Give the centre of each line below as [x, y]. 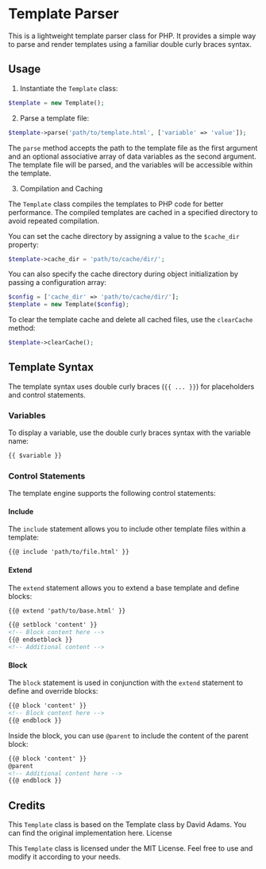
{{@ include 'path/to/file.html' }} [69, 552]
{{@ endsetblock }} [40, 640]
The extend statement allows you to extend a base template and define [124, 587]
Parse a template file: [54, 118]
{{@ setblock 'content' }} [53, 625]
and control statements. [47, 394]
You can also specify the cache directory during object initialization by [123, 274]
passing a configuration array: [58, 283]
